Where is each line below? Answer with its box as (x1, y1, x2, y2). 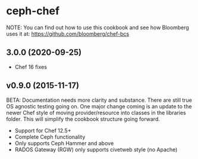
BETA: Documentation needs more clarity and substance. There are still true (6, 96, 192, 104)
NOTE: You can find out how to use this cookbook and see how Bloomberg (6, 24, 189, 31)
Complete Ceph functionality (14, 133, 86, 141)
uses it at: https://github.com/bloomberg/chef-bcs (6, 30, 130, 37)
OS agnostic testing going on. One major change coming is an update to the (6, 102, 192, 110)
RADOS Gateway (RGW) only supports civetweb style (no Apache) (14, 146, 178, 153)
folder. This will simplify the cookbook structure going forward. (6, 115, 161, 123)
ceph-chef (6, 4, 60, 18)
